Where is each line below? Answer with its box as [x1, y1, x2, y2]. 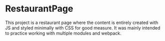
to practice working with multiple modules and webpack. [5, 30, 122, 36]
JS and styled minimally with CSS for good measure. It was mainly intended [5, 24, 161, 30]
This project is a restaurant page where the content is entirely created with [5, 19, 159, 25]
